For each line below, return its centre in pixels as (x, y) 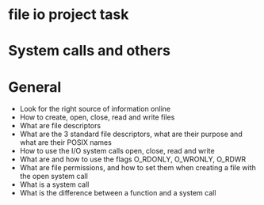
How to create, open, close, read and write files (97, 117)
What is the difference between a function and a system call (118, 193)
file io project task (69, 15)
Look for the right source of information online (95, 109)
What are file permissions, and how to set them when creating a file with (138, 168)
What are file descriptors (60, 126)
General (35, 87)
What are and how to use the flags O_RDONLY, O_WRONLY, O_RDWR (133, 159)
